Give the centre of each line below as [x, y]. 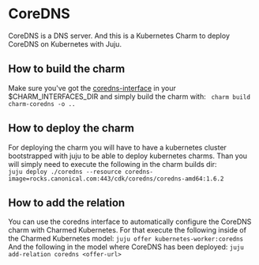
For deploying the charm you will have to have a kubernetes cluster [118, 147]
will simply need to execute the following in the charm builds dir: [113, 164]
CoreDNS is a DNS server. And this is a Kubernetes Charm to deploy [119, 36]
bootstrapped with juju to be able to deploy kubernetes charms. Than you [128, 156]
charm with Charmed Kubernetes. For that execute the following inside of [128, 230]
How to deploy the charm [71, 129]
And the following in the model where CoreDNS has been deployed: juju [126, 247]
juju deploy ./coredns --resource [65, 172]
